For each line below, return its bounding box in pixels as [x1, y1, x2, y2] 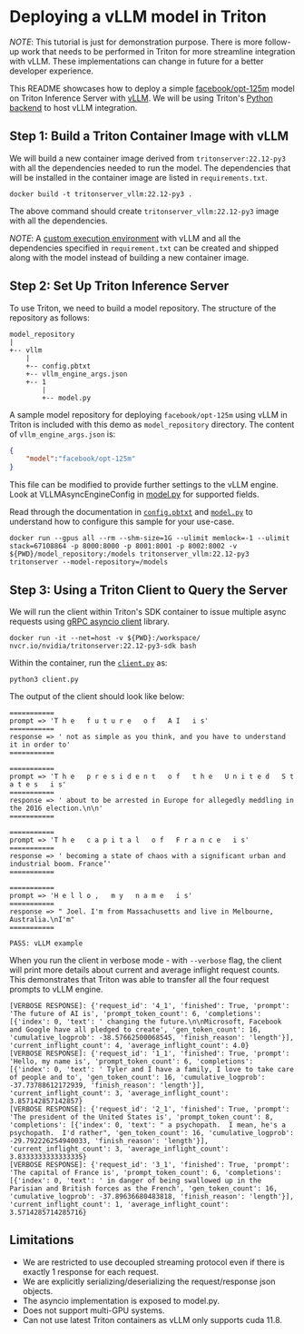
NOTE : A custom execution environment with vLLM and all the [9, 232, 241, 243]
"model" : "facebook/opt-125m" [25, 454, 136, 464]
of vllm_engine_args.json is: [9, 429, 116, 440]
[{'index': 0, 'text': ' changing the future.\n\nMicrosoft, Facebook [9, 1017, 282, 1026]
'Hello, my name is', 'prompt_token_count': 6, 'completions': [9, 1057, 254, 1066]
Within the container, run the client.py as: [9, 657, 168, 668]
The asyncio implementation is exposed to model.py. [22, 1295, 221, 1306]
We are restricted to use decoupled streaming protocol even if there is [22, 1256, 286, 1268]
